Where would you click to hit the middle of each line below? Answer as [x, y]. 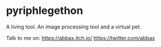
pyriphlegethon [45, 11]
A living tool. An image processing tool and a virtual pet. [74, 27]
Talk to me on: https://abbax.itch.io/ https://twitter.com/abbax [80, 38]
